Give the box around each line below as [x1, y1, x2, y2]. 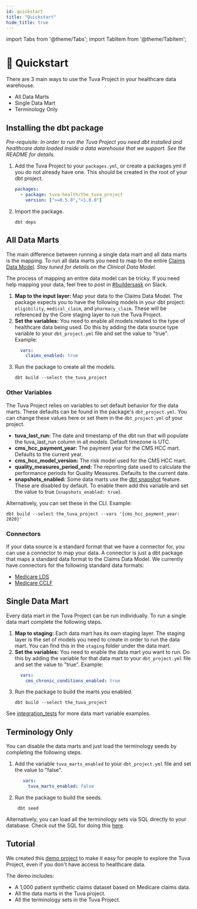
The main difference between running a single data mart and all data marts [6, 250, 187, 258]
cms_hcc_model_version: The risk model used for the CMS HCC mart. [14, 457, 187, 464]
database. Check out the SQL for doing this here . [6, 822, 125, 829]
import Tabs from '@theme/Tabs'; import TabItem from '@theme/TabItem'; [6, 36, 187, 43]
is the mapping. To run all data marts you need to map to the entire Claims [6, 257, 185, 264]
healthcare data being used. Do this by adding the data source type [14, 323, 178, 330]
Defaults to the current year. [14, 450, 84, 457]
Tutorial [6, 839, 35, 849]
